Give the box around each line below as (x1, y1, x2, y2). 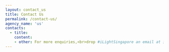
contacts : (5, 26, 26, 31)
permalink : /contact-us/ (5, 16, 57, 21)
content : (14, 35, 33, 40)
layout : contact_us (5, 7, 46, 12)
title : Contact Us (5, 12, 44, 17)
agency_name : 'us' (5, 21, 44, 26)
